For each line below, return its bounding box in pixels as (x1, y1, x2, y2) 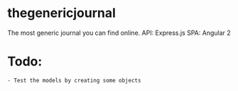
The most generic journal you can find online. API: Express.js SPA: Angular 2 (7, 28, 231, 37)
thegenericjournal (7, 5, 116, 21)
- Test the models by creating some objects (7, 77, 141, 84)
